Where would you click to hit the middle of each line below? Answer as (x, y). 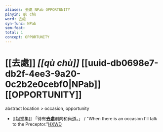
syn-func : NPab (21, 23)
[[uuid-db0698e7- (120, 63)
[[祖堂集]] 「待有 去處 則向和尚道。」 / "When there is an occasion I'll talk (85, 118)
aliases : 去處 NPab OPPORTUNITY (38, 10)
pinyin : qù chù (21, 14)
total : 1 (14, 33)
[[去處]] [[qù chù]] (42, 63)
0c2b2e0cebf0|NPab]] (53, 84)
